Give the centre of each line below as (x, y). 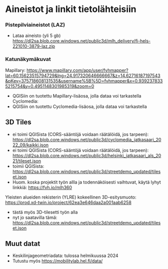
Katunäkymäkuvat (28, 59)
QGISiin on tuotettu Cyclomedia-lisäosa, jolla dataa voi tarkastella (80, 106)
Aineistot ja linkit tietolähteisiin (71, 9)
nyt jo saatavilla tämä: (35, 217)
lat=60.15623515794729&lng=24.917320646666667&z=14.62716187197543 (83, 75)
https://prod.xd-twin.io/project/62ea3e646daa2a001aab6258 (68, 202)
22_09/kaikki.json (30, 145)
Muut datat (23, 243)
